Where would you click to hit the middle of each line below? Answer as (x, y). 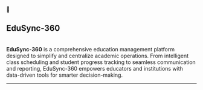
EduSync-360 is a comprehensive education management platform (91, 49)
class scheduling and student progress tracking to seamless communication (101, 62)
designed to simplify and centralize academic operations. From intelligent (98, 56)
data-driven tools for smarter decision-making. (64, 75)
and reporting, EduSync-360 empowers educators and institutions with (95, 68)
